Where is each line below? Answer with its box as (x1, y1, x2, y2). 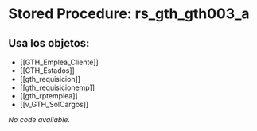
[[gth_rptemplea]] (19, 91, 78, 100)
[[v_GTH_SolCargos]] (19, 100, 89, 109)
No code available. (8, 115, 70, 124)
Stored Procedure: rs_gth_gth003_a (8, 5, 250, 23)
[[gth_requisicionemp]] (19, 83, 95, 92)
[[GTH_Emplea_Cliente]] (19, 57, 99, 67)
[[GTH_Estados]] (19, 66, 76, 75)
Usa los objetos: (8, 37, 90, 50)
